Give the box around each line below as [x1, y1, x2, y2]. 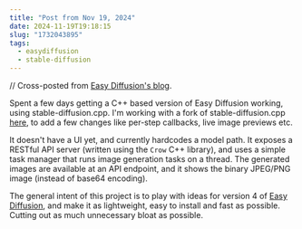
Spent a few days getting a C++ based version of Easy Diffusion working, [9, 98, 284, 109]
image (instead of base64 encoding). [9, 173, 148, 184]
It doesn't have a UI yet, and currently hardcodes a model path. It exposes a [9, 135, 293, 145]
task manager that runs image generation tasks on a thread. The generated [9, 154, 290, 164]
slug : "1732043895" [9, 30, 83, 39]
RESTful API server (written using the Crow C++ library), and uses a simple [9, 144, 287, 155]
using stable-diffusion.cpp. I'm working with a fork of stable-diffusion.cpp [9, 108, 286, 118]
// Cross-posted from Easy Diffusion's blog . [9, 81, 172, 91]
